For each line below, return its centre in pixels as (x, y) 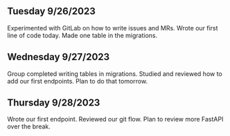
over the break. (29, 126)
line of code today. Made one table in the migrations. (82, 35)
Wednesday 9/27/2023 (59, 57)
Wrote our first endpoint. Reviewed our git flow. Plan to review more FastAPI (115, 119)
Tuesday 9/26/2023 (51, 11)
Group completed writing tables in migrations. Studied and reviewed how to (115, 74)
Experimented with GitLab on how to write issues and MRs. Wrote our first (113, 28)
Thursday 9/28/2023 (54, 103)
